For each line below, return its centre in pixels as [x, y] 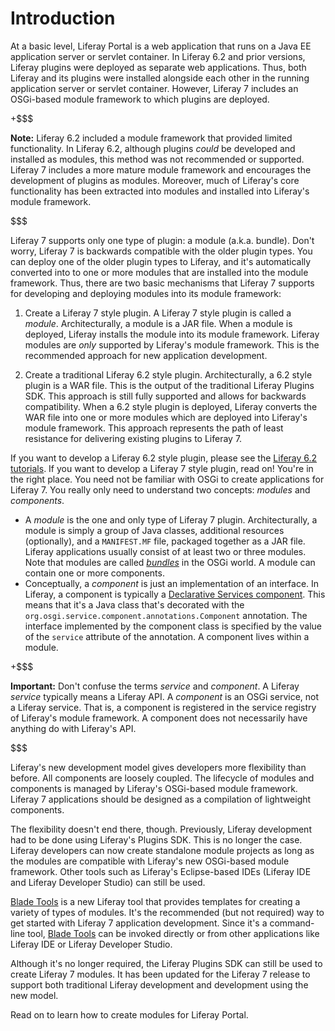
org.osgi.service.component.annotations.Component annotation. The [166, 615]
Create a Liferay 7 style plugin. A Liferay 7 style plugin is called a [158, 313]
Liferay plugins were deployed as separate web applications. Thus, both [158, 67]
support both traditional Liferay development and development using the [159, 984]
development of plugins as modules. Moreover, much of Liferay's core [155, 180]
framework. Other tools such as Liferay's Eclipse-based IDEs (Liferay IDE [161, 871]
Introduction [63, 18]
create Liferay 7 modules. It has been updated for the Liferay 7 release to [160, 974]
